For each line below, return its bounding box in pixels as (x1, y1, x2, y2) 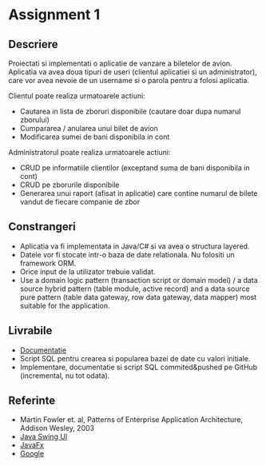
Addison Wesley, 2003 (19, 424, 94, 433)
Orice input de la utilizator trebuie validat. (19, 266, 156, 277)
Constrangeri (8, 220, 76, 233)
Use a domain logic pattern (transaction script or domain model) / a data (19, 275, 258, 285)
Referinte (8, 394, 56, 408)
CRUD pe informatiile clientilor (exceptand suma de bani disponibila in (19, 163, 250, 173)
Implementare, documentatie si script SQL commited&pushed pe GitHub (19, 362, 258, 372)
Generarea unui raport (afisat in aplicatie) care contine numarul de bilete (19, 189, 258, 197)
